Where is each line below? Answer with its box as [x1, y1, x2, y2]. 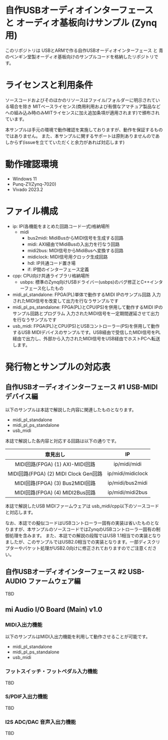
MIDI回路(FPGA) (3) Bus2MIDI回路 [14, 479, 96, 486]
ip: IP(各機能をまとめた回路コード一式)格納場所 [12, 223, 110, 229]
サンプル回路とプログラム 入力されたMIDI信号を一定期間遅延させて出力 [12, 310, 159, 316]
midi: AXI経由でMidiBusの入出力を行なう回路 [27, 241, 120, 247]
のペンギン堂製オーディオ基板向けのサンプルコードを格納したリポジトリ [5, 53, 154, 59]
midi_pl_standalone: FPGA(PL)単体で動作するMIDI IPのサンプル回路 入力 [12, 291, 161, 298]
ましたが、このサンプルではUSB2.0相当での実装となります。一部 [5, 539, 139, 545]
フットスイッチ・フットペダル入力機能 [5, 668, 98, 675]
